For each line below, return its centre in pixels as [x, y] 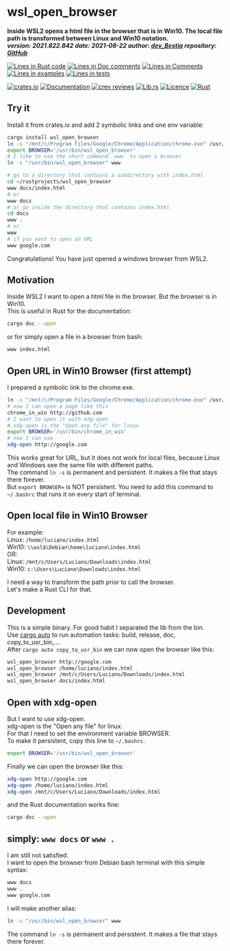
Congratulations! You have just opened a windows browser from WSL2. [108, 259]
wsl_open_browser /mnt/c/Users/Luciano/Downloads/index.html [96, 674]
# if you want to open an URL [50, 239]
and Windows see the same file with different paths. [80, 465]
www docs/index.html [37, 188]
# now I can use [30, 438]
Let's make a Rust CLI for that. [50, 589]
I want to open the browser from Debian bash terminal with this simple [106, 862]
